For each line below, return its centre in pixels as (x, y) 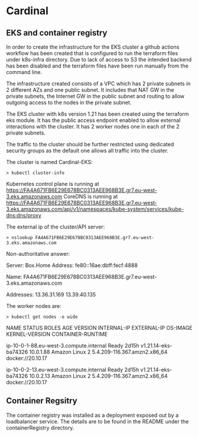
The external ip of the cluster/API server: (56, 227)
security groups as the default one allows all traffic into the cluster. (87, 150)
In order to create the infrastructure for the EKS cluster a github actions (93, 47)
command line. (24, 72)
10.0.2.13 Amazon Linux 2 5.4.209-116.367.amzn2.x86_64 (98, 376)
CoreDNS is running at (91, 196)
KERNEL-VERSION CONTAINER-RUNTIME (57, 334)
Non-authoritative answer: (38, 254)
